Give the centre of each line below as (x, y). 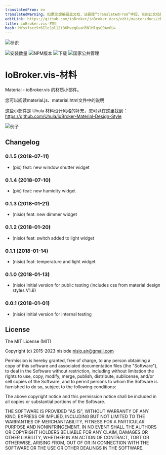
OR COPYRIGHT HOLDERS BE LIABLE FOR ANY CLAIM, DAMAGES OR (77, 432)
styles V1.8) (24, 290)
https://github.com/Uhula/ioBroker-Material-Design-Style (63, 116)
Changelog (22, 142)
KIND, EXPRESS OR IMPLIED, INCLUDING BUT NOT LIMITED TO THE (75, 416)
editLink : (15, 19)
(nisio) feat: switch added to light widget (53, 238)
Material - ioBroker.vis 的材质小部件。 (43, 90)
